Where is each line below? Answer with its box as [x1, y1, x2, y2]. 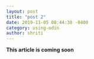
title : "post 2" [6, 14, 46, 20]
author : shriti [6, 30, 44, 36]
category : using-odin [6, 25, 60, 31]
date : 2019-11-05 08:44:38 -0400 [6, 19, 89, 25]
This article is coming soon [6, 46, 74, 53]
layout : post [6, 8, 38, 15]
